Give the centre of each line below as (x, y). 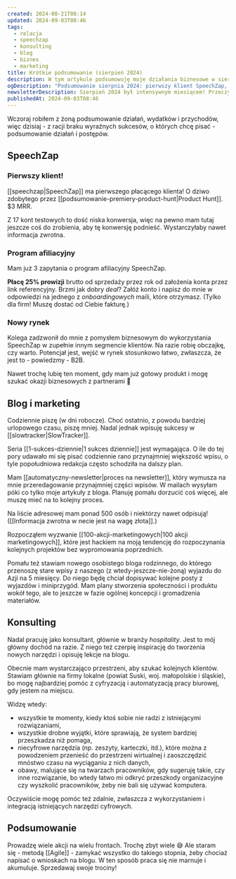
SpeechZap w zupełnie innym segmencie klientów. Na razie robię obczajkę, (117, 345)
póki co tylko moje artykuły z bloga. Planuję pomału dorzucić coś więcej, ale (118, 492)
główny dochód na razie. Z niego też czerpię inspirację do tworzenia (106, 647)
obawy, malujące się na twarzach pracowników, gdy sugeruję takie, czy (121, 770)
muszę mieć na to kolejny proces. (56, 500)
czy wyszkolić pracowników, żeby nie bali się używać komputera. (112, 785)
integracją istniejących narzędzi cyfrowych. (70, 806)
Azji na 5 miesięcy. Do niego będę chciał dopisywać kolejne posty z (105, 578)
